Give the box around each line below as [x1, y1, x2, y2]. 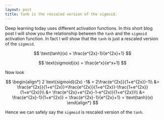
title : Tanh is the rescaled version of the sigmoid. [5, 12, 118, 17]
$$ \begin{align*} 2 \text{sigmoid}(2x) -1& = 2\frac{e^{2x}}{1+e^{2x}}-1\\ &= [5, 79, 160, 85]
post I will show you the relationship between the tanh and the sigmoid [5, 30, 147, 36]
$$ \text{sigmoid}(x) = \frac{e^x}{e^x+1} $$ [38, 60, 127, 66]
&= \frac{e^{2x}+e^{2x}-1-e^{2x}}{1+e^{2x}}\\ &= [45, 89, 145, 95]
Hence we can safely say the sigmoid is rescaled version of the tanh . [5, 109, 144, 115]
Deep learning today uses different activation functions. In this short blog [5, 25, 153, 31]
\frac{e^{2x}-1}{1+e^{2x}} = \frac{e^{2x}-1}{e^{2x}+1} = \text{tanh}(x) [12, 94, 153, 100]
